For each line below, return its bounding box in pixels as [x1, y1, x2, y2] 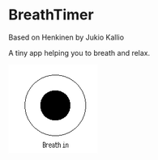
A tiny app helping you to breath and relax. [8, 48, 151, 57]
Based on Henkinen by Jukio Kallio [8, 32, 124, 42]
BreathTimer [8, 6, 95, 24]
